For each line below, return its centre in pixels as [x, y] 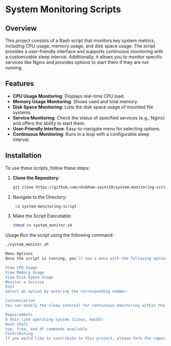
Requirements [19, 315]
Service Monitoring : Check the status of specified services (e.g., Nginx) [89, 118]
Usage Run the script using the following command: [60, 235]
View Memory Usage [25, 272]
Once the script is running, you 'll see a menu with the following [78, 259]
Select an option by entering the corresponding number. [67, 292]
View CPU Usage [21, 268]
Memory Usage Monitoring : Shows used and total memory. [75, 101]
